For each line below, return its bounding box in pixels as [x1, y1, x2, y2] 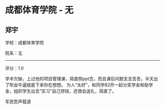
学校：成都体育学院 [5, 40, 44, 45]
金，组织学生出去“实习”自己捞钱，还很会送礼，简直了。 [5, 88, 117, 94]
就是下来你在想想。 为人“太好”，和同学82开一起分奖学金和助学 [26, 82, 153, 88]
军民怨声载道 [5, 99, 31, 104]
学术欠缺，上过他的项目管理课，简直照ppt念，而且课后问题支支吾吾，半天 [5, 76, 154, 81]
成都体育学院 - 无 [5, 4, 74, 16]
